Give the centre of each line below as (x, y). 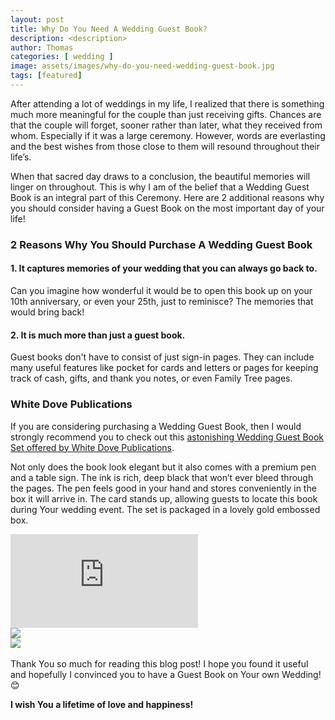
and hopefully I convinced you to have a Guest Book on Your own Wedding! (166, 674)
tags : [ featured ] (46, 76)
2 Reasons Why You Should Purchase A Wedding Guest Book (161, 244)
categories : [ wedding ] (62, 57)
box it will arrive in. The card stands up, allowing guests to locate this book (164, 498)
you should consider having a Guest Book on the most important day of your (167, 208)
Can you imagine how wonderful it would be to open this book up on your (161, 290)
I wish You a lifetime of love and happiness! (102, 704)
